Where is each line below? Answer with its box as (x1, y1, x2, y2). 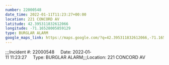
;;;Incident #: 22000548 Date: (5, 48, 72, 55)
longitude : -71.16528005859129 (5, 26, 71, 31)
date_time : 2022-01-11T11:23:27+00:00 (5, 12, 87, 17)
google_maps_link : (5, 35, 44, 40)
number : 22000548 (5, 7, 42, 12)
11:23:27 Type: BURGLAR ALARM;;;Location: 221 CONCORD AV (10, 54, 146, 60)
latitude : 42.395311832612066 (5, 21, 69, 26)
